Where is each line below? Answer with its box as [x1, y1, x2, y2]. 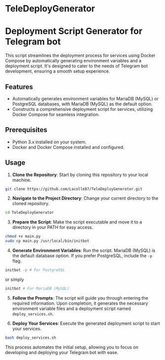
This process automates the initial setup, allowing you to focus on [5, 344, 138, 350]
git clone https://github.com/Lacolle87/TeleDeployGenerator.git [5, 186, 142, 191]
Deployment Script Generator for [5, 26, 143, 37]
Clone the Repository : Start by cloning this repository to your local [12, 172, 148, 178]
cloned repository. [12, 201, 50, 207]
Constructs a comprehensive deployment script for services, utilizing [12, 106, 153, 112]
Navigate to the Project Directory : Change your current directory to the [12, 195, 159, 201]
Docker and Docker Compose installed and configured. [12, 144, 124, 150]
